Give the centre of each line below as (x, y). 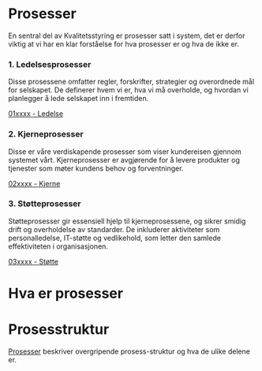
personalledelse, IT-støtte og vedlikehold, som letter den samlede (114, 238)
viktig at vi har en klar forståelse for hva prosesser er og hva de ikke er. (124, 43)
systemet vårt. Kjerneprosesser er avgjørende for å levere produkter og (124, 159)
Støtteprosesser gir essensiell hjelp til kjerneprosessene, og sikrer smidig (127, 221)
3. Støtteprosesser (45, 204)
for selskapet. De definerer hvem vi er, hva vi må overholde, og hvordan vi (128, 90)
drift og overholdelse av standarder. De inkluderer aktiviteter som (114, 229)
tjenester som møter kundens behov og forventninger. (96, 168)
